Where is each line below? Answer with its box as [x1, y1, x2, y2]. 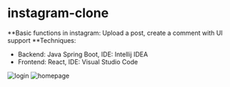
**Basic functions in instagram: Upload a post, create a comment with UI [7, 29, 223, 37]
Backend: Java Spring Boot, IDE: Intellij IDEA [17, 50, 149, 58]
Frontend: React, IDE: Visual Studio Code [17, 57, 138, 66]
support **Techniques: [7, 36, 76, 44]
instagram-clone [7, 5, 109, 21]
